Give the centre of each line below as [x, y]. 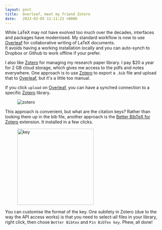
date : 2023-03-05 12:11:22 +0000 [41, 19]
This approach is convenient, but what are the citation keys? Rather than [78, 112]
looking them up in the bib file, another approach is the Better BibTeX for [78, 117]
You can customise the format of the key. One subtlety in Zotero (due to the [81, 212]
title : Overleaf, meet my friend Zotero [48, 14]
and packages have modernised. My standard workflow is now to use [75, 38]
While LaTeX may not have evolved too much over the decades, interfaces [80, 33]
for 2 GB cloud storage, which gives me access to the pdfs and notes [74, 68]
